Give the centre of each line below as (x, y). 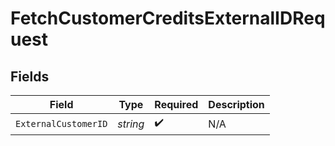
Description (236, 104)
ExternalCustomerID (61, 123)
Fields (30, 76)
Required (176, 104)
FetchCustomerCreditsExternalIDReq (168, 18)
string (131, 124)
